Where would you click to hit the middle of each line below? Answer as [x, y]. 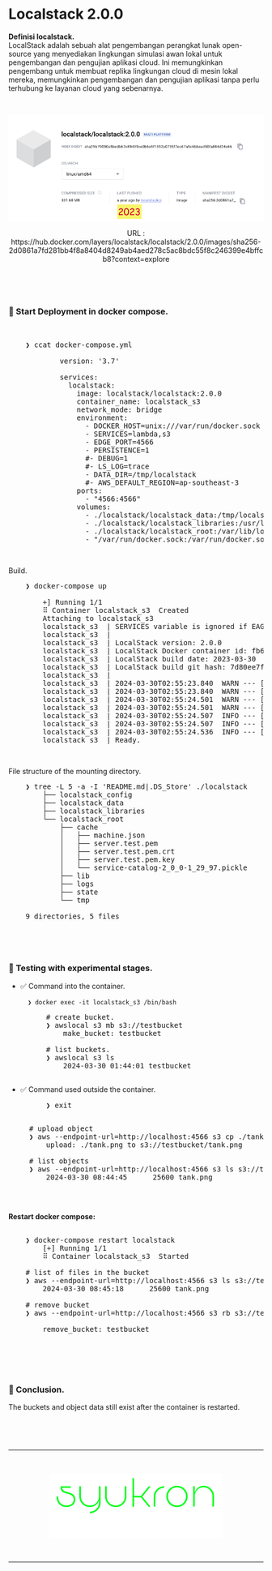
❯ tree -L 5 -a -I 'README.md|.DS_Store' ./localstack [137, 786]
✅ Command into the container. [72, 986]
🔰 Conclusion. [36, 1389]
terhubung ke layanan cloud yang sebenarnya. [86, 88]
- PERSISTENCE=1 [117, 450]
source [20, 54]
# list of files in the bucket [87, 1272]
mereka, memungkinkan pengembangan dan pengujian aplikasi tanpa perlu [134, 79]
